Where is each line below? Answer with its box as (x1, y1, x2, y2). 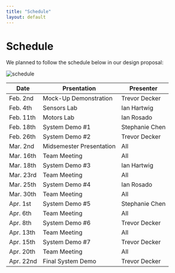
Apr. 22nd (9, 257, 37, 265)
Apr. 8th (9, 219, 32, 227)
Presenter (129, 84, 158, 93)
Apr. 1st (9, 200, 31, 208)
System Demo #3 (42, 162, 91, 170)
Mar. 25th (9, 180, 37, 189)
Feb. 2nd (9, 94, 34, 103)
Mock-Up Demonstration (42, 94, 113, 103)
